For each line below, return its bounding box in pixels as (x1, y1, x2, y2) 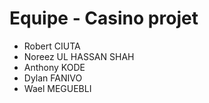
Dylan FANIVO (23, 72, 83, 84)
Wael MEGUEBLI (23, 82, 92, 94)
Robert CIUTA (23, 40, 81, 52)
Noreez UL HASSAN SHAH (23, 50, 135, 62)
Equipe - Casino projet (9, 7, 199, 30)
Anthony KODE (23, 61, 86, 73)
